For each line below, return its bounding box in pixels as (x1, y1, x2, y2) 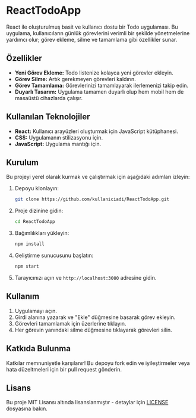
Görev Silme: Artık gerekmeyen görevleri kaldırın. (14, 75, 137, 82)
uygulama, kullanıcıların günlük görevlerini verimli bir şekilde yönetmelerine (6, 29, 190, 36)
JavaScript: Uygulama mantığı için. (14, 140, 102, 147)
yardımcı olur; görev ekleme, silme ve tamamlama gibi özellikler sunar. (6, 36, 178, 43)
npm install (14, 241, 45, 247)
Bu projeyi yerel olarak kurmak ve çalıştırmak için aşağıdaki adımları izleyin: (6, 174, 190, 181)
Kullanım (6, 292, 40, 302)
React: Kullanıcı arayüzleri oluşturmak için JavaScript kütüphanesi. (14, 128, 178, 135)
